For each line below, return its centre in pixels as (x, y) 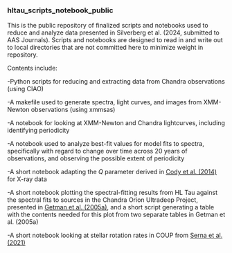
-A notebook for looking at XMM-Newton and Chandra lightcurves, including (116, 123)
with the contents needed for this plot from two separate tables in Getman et (116, 215)
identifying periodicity (38, 131)
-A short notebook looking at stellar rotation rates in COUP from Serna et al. (115, 235)
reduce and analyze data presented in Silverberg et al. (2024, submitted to (113, 32)
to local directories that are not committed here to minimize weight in (105, 48)
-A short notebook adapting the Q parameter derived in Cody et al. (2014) (112, 172)
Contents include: (32, 68)
